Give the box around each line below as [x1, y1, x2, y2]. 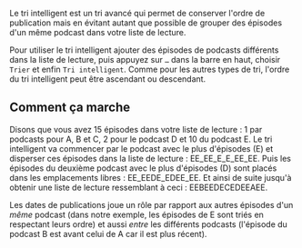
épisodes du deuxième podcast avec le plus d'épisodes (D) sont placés [9, 163, 277, 174]
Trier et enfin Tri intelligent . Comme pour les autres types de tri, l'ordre [9, 64, 290, 74]
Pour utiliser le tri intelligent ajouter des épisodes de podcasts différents [9, 45, 279, 55]
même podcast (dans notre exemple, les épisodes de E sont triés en [9, 209, 264, 220]
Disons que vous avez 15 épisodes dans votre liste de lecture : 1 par [9, 124, 263, 134]
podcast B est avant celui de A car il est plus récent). [9, 228, 207, 239]
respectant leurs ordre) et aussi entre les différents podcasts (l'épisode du [9, 218, 288, 230]
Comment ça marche [9, 100, 131, 115]
